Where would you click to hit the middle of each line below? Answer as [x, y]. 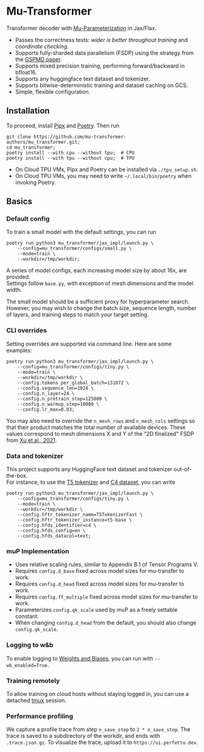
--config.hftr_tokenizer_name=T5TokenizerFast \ [80, 515]
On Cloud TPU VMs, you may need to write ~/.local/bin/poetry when [103, 176]
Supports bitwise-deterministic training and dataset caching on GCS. [101, 85]
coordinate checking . [42, 46]
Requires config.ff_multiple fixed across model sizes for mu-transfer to [106, 597]
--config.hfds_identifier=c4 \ [57, 525]
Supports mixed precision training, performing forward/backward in [100, 66]
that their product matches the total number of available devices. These [96, 427]
